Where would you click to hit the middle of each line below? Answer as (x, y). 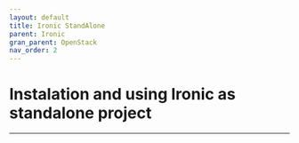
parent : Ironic (37, 34)
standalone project (81, 113)
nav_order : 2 (33, 51)
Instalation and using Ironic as (122, 95)
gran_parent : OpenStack (53, 42)
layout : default (39, 17)
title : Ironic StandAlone (57, 26)
